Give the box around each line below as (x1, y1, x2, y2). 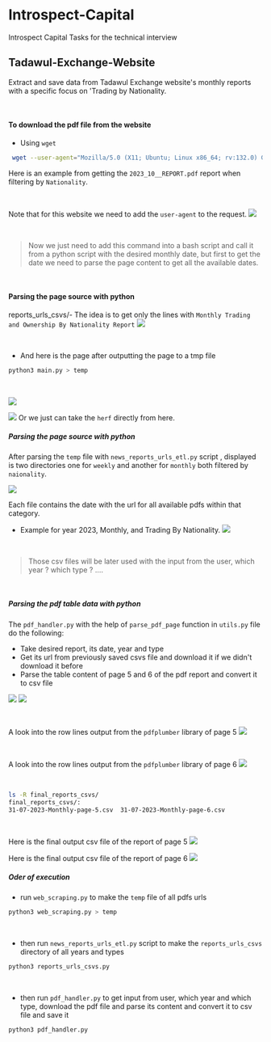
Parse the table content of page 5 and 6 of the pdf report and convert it (19, 669, 257, 679)
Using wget (19, 137, 56, 147)
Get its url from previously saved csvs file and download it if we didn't (19, 652, 252, 662)
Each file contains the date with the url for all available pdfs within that (8, 500, 242, 509)
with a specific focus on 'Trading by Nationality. (8, 86, 167, 95)
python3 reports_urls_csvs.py (8, 963, 110, 971)
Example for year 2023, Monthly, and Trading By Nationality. (19, 525, 221, 534)
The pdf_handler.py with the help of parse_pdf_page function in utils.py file (8, 619, 261, 629)
